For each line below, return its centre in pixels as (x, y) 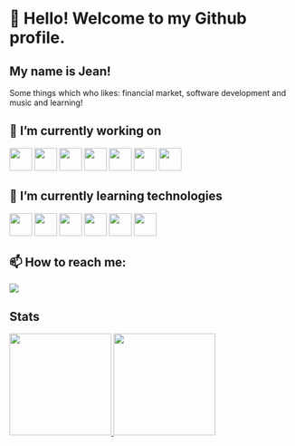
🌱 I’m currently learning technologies (116, 196)
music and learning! (46, 102)
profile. (38, 38)
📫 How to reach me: (68, 262)
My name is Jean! (60, 71)
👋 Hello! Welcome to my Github (128, 19)
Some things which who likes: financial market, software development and (148, 93)
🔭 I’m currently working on (86, 131)
